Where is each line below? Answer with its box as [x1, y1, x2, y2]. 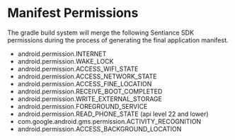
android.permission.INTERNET [17, 49, 107, 58]
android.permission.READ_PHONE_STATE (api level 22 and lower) [17, 110, 209, 118]
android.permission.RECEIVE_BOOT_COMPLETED [17, 87, 163, 95]
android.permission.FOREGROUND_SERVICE [17, 102, 148, 110]
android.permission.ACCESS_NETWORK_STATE [17, 72, 157, 81]
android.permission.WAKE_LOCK [17, 57, 114, 65]
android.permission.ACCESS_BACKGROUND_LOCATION [17, 124, 182, 133]
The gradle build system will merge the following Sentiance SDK [7, 28, 195, 37]
